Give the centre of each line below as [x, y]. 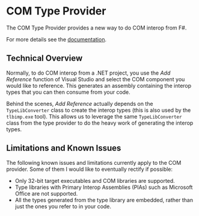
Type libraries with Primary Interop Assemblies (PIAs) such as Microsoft [104, 187]
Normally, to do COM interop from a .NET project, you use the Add [88, 73]
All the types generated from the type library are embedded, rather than [104, 200]
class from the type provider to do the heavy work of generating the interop [100, 123]
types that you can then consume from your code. [68, 92]
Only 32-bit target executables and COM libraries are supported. [95, 181]
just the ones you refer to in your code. [63, 206]
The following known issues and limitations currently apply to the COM [94, 162]
